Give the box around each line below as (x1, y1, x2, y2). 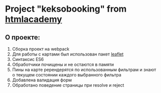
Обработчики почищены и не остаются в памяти (12, 62, 114, 67)
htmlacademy (5, 14, 62, 25)
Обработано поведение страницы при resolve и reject (12, 82, 124, 88)
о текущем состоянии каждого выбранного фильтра (12, 72, 121, 77)
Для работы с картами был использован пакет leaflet (12, 51, 124, 57)
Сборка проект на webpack (12, 46, 70, 52)
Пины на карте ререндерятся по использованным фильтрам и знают (12, 67, 156, 73)
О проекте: (5, 33, 40, 41)
